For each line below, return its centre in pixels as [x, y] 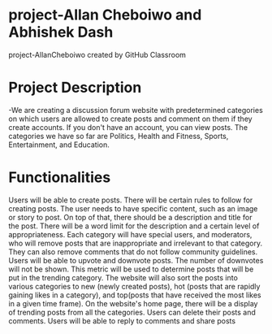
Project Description [75, 88]
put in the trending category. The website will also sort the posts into [123, 277]
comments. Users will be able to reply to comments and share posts [122, 321]
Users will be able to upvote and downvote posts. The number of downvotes [136, 260]
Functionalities [60, 178]
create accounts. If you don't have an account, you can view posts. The [128, 127]
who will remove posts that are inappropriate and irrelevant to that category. [135, 243]
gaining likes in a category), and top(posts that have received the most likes [135, 295]
